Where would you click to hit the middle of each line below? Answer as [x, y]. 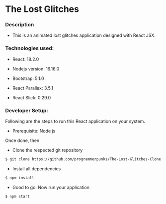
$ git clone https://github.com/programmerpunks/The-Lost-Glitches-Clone [83, 159]
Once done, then [22, 140]
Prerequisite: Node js [34, 131]
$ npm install [20, 178]
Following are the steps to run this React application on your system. [75, 121]
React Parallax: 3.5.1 [33, 88]
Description [20, 25]
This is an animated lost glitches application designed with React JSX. [84, 35]
